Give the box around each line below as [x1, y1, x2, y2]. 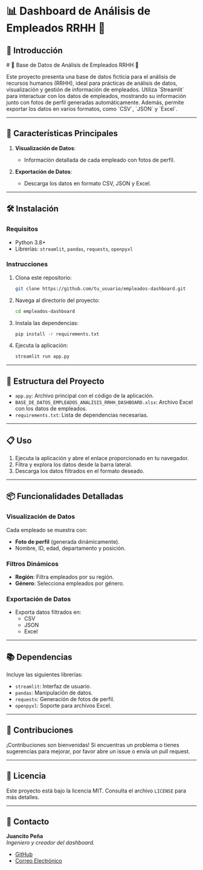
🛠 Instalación [6, 203, 59, 214]
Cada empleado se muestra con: [6, 526, 88, 533]
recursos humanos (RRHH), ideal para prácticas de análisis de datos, [6, 79, 178, 87]
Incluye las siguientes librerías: [6, 671, 83, 678]
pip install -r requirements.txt [14, 331, 100, 337]
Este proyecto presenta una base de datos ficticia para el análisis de [6, 73, 176, 80]
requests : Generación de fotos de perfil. [14, 696, 115, 703]
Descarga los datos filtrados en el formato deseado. [14, 467, 145, 475]
